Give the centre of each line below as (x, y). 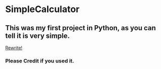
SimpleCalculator (43, 9)
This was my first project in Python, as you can (80, 28)
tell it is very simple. (37, 36)
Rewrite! (14, 48)
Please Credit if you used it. (40, 60)
